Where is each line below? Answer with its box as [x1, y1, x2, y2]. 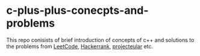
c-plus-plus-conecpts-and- [6, 4, 149, 17]
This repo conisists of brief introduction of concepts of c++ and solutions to [6, 36, 195, 43]
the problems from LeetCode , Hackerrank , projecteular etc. [6, 43, 154, 50]
